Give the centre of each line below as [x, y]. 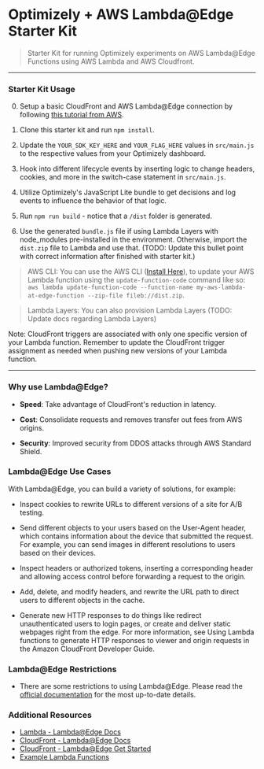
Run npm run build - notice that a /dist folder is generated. [115, 216]
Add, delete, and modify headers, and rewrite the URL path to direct [129, 591]
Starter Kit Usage [42, 89]
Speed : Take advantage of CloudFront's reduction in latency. [118, 404]
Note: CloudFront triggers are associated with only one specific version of [128, 334]
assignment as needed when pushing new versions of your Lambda [118, 351]
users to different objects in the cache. [82, 600]
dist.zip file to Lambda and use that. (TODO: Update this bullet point [131, 248]
